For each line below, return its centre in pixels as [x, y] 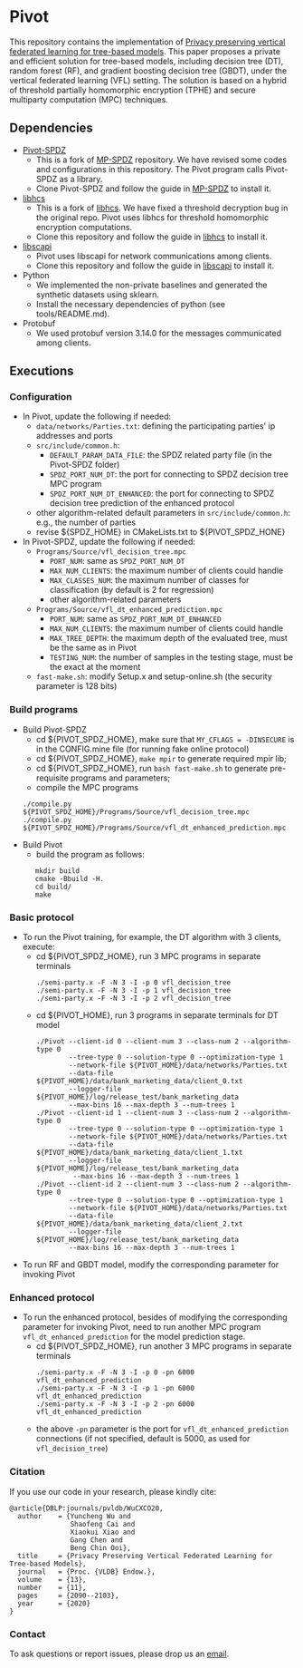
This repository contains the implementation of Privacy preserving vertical [147, 42]
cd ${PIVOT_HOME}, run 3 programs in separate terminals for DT [157, 1015]
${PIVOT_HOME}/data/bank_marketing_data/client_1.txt [139, 1153]
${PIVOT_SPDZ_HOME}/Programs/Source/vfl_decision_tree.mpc [136, 812]
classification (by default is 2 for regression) [132, 590]
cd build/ [53, 887]
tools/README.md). [73, 314]
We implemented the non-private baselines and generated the [152, 285]
